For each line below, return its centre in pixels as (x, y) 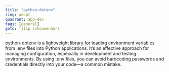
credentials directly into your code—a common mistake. (64, 64)
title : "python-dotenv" (30, 10)
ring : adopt (18, 15)
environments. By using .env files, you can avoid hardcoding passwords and (85, 59)
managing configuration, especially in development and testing (71, 54)
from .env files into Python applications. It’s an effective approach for (77, 48)
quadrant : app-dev (25, 19)
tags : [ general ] (22, 24)
